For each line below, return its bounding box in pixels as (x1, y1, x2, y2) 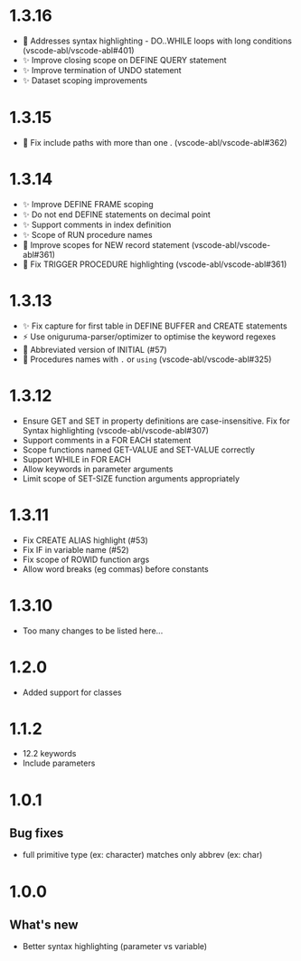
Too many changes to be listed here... (22, 625, 164, 636)
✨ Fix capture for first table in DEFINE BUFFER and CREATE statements (22, 320, 287, 331)
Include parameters (22, 757, 96, 769)
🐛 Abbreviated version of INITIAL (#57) (22, 344, 167, 355)
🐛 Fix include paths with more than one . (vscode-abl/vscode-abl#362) (22, 137, 287, 147)
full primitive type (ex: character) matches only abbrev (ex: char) (22, 850, 263, 861)
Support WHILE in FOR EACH (22, 453, 131, 464)
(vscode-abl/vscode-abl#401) (22, 44, 135, 55)
